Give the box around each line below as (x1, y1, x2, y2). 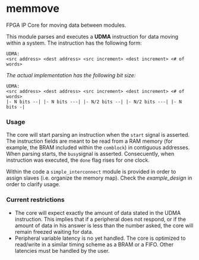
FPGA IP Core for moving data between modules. (6, 21, 127, 29)
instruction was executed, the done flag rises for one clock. (6, 156, 150, 164)
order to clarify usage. (6, 181, 61, 188)
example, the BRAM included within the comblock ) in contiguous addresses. (6, 144, 190, 151)
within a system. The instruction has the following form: (6, 39, 142, 46)
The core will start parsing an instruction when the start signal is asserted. (6, 131, 190, 139)
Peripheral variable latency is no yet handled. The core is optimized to (14, 234, 186, 242)
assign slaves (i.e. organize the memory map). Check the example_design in (6, 174, 192, 181)
